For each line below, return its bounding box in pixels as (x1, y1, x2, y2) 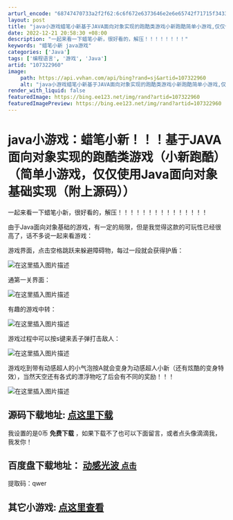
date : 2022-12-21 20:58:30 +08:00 (8, 29, 108, 37)
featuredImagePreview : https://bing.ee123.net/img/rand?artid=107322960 (8, 100, 222, 107)
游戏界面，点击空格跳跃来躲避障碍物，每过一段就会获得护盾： (8, 246, 184, 254)
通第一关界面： (8, 275, 50, 284)
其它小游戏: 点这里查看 (8, 501, 104, 513)
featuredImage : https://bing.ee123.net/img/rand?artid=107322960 (8, 94, 200, 101)
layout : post (8, 17, 46, 24)
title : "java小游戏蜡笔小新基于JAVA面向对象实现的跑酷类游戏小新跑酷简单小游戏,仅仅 (8, 23, 225, 30)
